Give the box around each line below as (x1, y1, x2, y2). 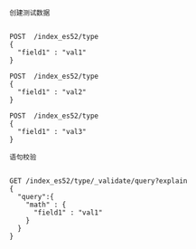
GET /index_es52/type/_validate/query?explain (9, 177, 188, 186)
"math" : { (25, 200, 67, 209)
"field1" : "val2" (17, 88, 88, 97)
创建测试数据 (9, 8, 51, 17)
